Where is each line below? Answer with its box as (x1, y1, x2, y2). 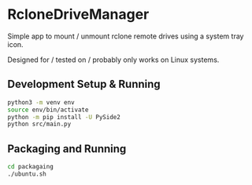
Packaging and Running (7, 142, 127, 155)
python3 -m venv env (7, 98, 76, 107)
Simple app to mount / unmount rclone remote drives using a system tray (7, 31, 244, 41)
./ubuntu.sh (7, 170, 46, 178)
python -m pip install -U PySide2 (7, 113, 121, 121)
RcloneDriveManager (7, 5, 150, 24)
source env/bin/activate (7, 106, 89, 114)
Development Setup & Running (7, 78, 161, 91)
